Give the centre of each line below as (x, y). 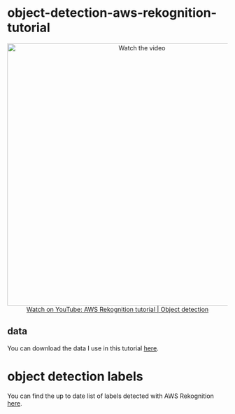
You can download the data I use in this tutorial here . (83, 348)
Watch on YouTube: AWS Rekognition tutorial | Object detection (117, 309)
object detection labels (75, 376)
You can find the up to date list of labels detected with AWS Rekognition (111, 396)
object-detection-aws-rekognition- (112, 13)
